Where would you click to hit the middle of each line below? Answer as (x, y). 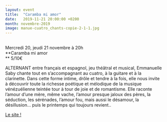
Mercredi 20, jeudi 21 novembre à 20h (44, 48)
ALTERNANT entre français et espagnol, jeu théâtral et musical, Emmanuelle (83, 68)
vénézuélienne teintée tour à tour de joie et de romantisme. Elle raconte (79, 89)
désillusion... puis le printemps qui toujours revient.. (58, 105)
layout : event (20, 10)
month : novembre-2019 (28, 24)
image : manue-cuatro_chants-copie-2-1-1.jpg (52, 28)
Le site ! (13, 115)
